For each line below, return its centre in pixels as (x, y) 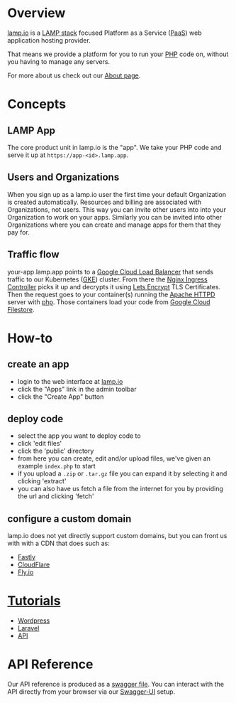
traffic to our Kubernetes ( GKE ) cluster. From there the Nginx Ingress (107, 279)
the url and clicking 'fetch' (56, 496)
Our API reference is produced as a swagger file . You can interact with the (116, 685)
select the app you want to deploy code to (79, 436)
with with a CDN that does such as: (58, 543)
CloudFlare (34, 565)
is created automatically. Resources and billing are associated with (105, 202)
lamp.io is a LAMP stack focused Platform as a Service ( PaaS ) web (105, 33)
